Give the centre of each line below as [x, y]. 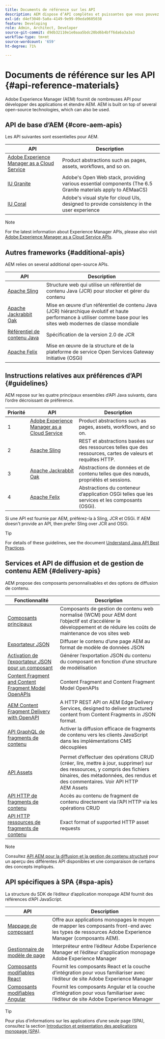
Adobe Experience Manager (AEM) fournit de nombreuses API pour [73, 99]
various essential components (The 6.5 [107, 184]
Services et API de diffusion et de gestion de [74, 563]
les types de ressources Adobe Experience [102, 932]
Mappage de [22, 926]
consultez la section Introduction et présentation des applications [71, 1026]
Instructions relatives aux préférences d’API [74, 375]
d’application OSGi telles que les [116, 494]
